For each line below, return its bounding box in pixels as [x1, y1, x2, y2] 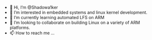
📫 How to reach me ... [9, 30, 55, 36]
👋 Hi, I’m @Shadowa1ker [9, 5, 58, 10]
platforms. [9, 25, 30, 30]
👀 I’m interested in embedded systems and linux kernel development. [9, 10, 148, 15]
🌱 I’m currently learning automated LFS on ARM [9, 15, 105, 20]
